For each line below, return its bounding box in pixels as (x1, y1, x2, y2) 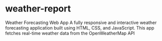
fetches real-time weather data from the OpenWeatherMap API (5, 30, 135, 36)
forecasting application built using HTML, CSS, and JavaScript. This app (5, 24, 154, 30)
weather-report (5, 3, 71, 14)
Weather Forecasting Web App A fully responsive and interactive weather (5, 19, 157, 25)
